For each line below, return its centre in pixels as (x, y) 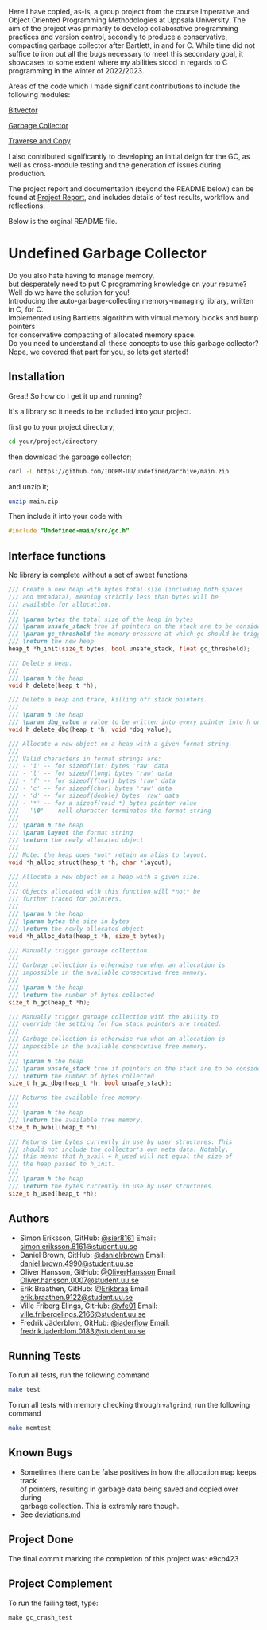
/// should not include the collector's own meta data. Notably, (118, 1149)
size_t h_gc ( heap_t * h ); (49, 1002)
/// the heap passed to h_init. (62, 1164)
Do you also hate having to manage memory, (81, 275)
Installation (37, 377)
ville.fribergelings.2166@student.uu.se (83, 1314)
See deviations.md (50, 1514)
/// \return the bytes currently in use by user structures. (112, 1186)
